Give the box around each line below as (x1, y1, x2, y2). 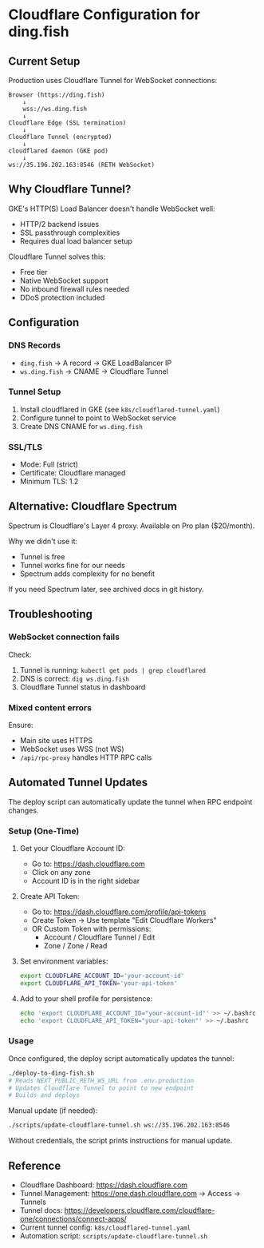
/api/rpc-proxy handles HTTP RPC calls (19, 753, 152, 762)
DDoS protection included (19, 292, 105, 302)
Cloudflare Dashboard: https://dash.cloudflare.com (19, 1180, 188, 1190)
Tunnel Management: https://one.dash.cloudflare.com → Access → (19, 1188, 241, 1198)
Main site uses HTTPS (19, 735, 93, 745)
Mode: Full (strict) (19, 459, 78, 469)
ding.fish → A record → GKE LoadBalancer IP (19, 358, 172, 368)
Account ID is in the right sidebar (31, 876, 140, 885)
